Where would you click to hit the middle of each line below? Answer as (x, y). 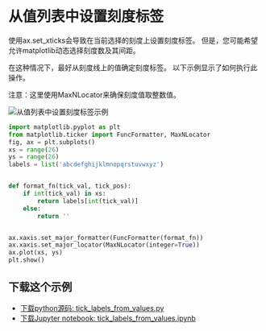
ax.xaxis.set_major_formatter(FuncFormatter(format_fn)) (106, 238)
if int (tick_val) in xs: (64, 194)
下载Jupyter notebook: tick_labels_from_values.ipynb (108, 318)
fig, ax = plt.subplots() (52, 142)
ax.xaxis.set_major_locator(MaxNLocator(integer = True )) (104, 245)
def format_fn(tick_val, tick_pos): (70, 186)
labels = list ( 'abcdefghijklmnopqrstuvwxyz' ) (86, 165)
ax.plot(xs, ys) (35, 253)
